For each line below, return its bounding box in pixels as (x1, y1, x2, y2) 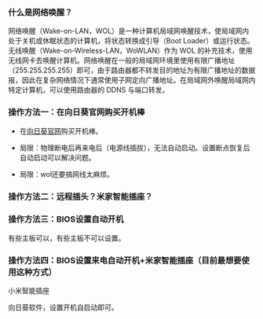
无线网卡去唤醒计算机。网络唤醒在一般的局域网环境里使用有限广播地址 (8, 56, 236, 65)
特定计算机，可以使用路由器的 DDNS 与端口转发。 (8, 85, 170, 95)
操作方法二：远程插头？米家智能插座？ (8, 191, 153, 202)
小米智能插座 (8, 286, 49, 295)
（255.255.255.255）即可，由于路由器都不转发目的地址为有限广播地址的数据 (8, 65, 256, 75)
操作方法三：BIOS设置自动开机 (8, 214, 124, 225)
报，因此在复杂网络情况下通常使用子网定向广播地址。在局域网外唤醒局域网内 (8, 75, 256, 85)
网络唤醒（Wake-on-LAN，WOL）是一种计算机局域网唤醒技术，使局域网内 (8, 26, 250, 36)
